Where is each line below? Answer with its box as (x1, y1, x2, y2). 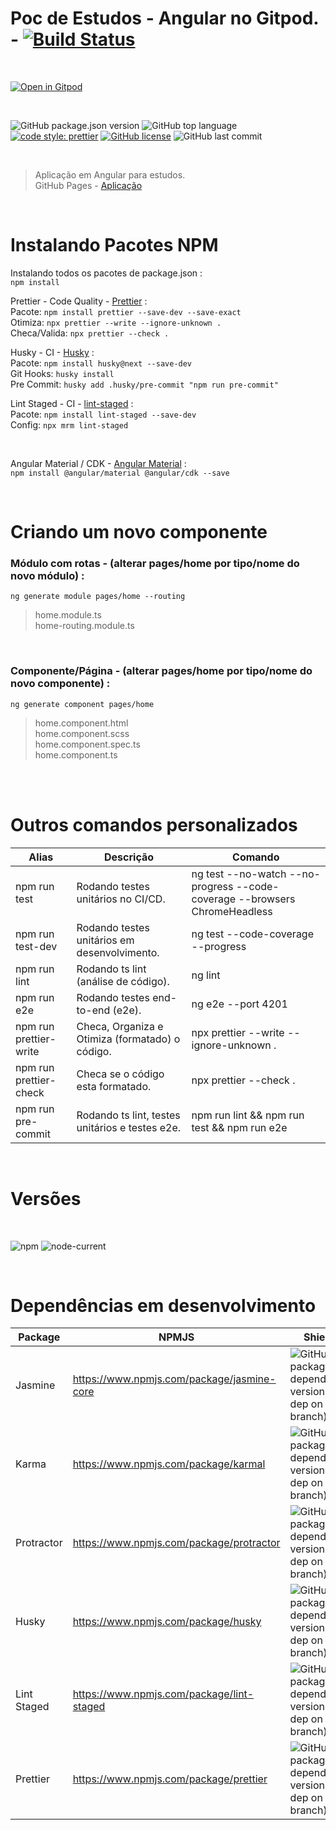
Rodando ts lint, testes (76, 1108, 181, 1122)
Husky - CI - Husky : (10, 346, 95, 358)
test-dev (15, 939, 58, 953)
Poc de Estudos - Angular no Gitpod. (10, 7, 319, 30)
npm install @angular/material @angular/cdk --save (10, 468, 230, 478)
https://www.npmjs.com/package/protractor (72, 1536, 281, 1550)
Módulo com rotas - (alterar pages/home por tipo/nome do (10, 556, 300, 570)
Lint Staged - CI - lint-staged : (10, 397, 134, 409)
